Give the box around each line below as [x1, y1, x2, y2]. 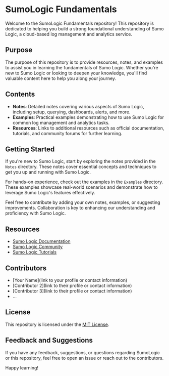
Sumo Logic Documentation [12, 238, 71, 244]
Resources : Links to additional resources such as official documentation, [12, 125, 164, 131]
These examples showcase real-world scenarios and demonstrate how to [5, 184, 158, 190]
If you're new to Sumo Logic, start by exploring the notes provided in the [5, 158, 156, 164]
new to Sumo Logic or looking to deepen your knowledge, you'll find [5, 70, 147, 76]
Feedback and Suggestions [5, 336, 93, 345]
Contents [5, 90, 35, 99]
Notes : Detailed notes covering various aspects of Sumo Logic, [12, 103, 145, 109]
